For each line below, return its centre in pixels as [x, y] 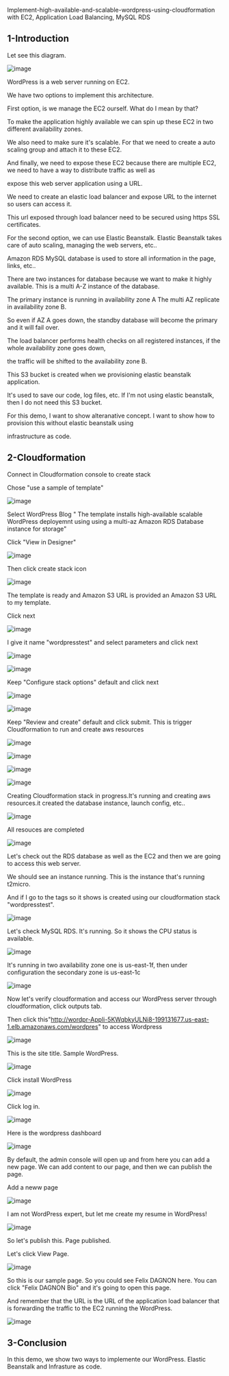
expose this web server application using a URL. [75, 183]
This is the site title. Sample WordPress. [63, 1053]
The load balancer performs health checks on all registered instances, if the [114, 340]
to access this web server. [44, 863]
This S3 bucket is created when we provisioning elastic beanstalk [99, 374]
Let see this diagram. [37, 55]
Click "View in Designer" [42, 542]
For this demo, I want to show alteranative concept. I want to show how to [111, 415]
